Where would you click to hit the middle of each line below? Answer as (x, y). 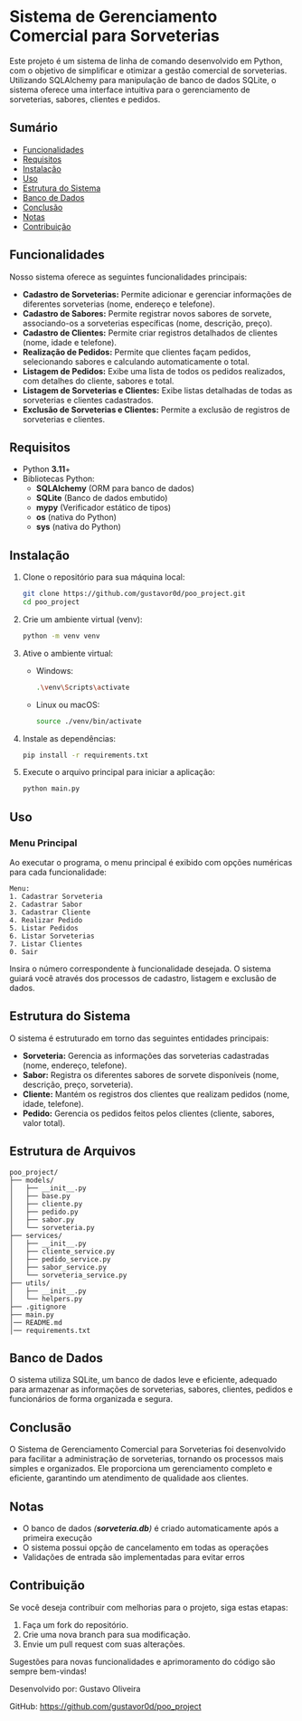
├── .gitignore (38, 1307)
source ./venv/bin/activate (89, 721)
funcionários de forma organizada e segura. (91, 1399)
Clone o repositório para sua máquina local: (104, 577)
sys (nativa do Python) (79, 527)
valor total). (44, 1122)
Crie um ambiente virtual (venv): (82, 619)
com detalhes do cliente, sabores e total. (98, 381)
